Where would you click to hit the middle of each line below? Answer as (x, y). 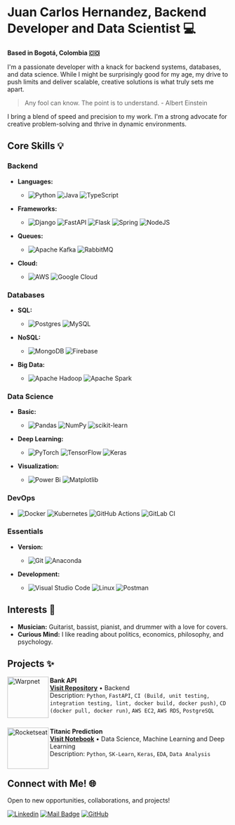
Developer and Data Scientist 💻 (102, 28)
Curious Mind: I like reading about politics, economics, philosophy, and (121, 634)
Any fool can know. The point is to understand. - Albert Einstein (116, 103)
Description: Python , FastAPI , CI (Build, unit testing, (130, 696)
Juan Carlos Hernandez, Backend (107, 12)
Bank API (63, 681)
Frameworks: (37, 209)
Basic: (27, 412)
